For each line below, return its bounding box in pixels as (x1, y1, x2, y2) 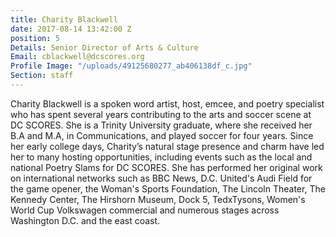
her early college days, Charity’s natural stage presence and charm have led (10, 140, 325, 152)
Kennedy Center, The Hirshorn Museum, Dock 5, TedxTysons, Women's (10, 193, 306, 205)
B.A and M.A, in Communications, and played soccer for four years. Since (10, 129, 314, 141)
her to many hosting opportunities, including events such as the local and (10, 151, 313, 163)
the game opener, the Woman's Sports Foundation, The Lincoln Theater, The (10, 182, 326, 195)
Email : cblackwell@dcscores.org (10, 52, 145, 62)
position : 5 (10, 33, 60, 43)
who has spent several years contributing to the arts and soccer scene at (10, 108, 312, 120)
